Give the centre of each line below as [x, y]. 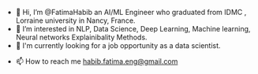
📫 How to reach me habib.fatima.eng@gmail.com [97, 61]
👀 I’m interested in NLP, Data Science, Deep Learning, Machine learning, [133, 29]
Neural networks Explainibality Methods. [81, 37]
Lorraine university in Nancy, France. [75, 20]
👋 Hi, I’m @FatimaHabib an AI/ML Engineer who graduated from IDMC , [131, 12]
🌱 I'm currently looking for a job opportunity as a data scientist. [118, 46]
